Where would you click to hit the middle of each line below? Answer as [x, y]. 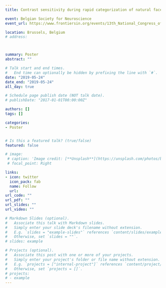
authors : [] [17, 109]
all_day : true [20, 87]
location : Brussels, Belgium [35, 32]
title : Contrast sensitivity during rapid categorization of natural [78, 10]
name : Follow [23, 186]
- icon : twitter [22, 177]
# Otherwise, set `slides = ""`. [42, 237]
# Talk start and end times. [35, 68]
